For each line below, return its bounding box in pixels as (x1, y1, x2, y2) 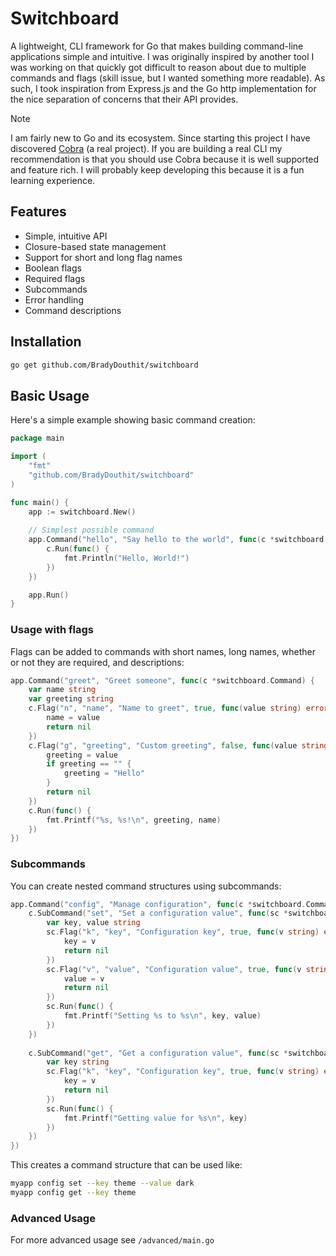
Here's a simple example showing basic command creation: (10, 414, 256, 426)
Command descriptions (24, 304, 122, 316)
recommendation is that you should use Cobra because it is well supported (10, 153, 320, 165)
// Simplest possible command (28, 525, 155, 536)
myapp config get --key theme (10, 1188, 137, 1198)
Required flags (24, 272, 86, 284)
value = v (63, 973, 105, 984)
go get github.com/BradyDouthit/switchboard (10, 360, 199, 370)
